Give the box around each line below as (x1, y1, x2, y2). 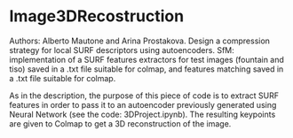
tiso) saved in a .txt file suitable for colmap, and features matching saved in (9, 64, 284, 74)
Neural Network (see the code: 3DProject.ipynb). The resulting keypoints (9, 109, 276, 119)
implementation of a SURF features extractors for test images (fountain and (9, 54, 284, 65)
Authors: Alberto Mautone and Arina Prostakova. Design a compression (9, 35, 271, 46)
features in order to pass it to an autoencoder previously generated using (9, 99, 277, 110)
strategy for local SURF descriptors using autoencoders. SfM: (9, 44, 234, 55)
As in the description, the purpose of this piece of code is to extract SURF (9, 90, 280, 101)
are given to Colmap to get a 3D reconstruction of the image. (9, 118, 232, 129)
